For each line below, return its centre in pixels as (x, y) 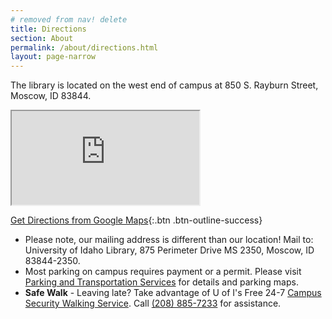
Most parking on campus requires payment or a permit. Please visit (163, 272)
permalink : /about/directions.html (84, 47)
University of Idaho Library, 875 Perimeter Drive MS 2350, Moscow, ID (169, 250)
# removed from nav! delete (69, 19)
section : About (42, 38)
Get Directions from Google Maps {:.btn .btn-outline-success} (136, 220)
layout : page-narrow (53, 57)
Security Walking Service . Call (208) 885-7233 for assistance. (153, 303)
